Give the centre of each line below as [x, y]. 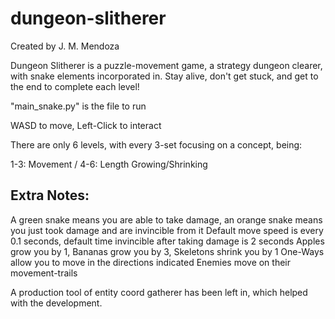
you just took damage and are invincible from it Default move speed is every [167, 230]
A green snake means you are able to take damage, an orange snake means [166, 219]
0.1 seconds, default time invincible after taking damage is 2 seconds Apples [167, 241]
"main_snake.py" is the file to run [78, 106]
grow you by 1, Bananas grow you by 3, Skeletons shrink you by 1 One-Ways [167, 251]
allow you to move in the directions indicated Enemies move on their [151, 262]
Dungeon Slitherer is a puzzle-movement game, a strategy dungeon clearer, [166, 65]
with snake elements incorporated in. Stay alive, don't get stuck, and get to [164, 76]
